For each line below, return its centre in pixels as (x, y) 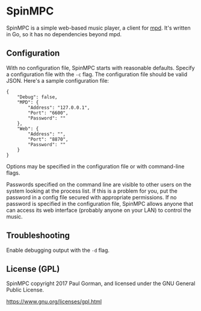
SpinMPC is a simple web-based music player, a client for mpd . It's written (98, 28)
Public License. (25, 290)
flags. (13, 173)
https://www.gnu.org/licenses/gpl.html (54, 302)
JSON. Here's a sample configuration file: (58, 80)
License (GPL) (33, 269)
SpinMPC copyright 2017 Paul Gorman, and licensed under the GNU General (101, 284)
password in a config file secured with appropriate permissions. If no (91, 197)
